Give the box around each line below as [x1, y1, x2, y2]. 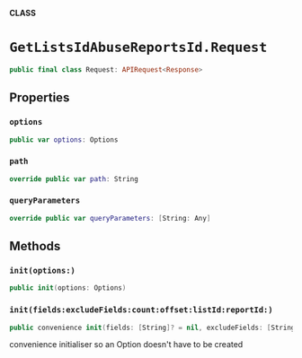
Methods [9, 239, 61, 254]
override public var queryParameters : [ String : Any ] [9, 214, 211, 223]
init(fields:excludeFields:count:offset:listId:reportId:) [9, 305, 273, 315]
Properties [9, 90, 70, 106]
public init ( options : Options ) [9, 284, 127, 293]
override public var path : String [9, 174, 139, 183]
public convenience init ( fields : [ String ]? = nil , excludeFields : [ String [9, 323, 296, 332]
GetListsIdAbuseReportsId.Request [9, 39, 268, 57]
